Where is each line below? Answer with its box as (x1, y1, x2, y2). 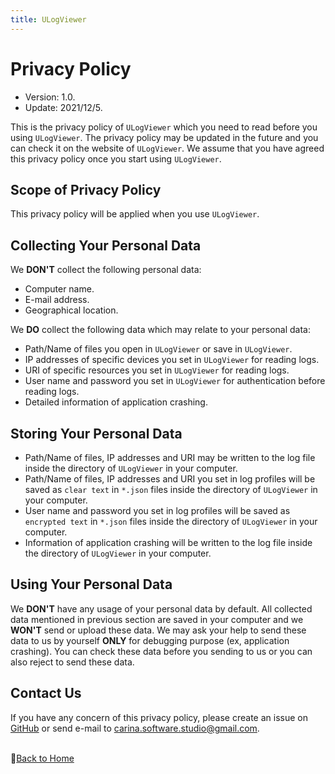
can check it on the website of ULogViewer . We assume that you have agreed (10, 142, 325, 154)
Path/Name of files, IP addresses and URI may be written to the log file (24, 452, 316, 463)
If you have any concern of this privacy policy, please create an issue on (10, 711, 308, 723)
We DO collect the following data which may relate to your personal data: (10, 324, 311, 336)
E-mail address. (24, 294, 90, 306)
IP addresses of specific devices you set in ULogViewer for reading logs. (24, 354, 320, 366)
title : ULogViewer (10, 14, 87, 25)
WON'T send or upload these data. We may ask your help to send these (10, 624, 307, 636)
